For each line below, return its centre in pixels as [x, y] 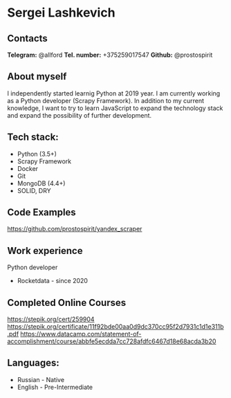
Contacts [28, 38]
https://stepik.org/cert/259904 [51, 319]
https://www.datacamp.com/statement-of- [81, 334]
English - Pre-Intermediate [55, 387]
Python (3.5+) [37, 154]
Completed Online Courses [67, 302]
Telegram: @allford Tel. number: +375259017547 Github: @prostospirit [110, 55]
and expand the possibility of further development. [80, 115]
